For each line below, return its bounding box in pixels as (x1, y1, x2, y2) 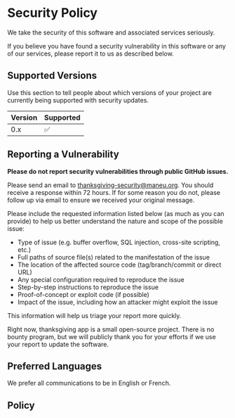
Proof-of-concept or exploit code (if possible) (17, 290, 149, 298)
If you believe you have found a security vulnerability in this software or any (7, 42, 227, 50)
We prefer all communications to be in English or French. (7, 379, 171, 388)
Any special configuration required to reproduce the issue (17, 275, 184, 284)
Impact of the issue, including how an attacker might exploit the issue (17, 298, 218, 306)
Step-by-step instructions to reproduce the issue (17, 283, 159, 291)
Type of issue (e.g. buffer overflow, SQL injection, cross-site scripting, (17, 238, 221, 246)
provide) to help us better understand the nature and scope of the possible (7, 217, 223, 225)
